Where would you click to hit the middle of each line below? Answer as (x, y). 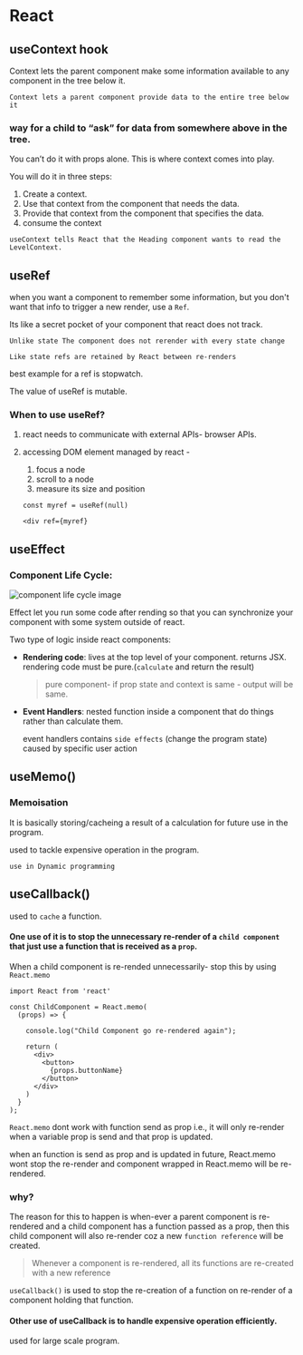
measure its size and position (90, 489)
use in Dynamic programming (62, 866)
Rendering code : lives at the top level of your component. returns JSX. (154, 658)
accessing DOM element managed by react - (106, 452)
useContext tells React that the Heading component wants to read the (145, 240)
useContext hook (59, 49)
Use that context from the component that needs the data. (131, 204)
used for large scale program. (65, 1341)
